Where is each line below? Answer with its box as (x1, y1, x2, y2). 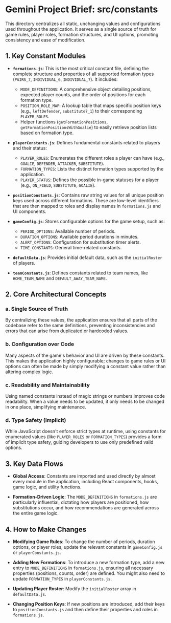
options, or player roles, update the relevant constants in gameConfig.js (12, 544, 163, 550)
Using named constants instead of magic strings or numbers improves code (5, 393, 165, 399)
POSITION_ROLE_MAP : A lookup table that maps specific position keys (20, 102, 162, 109)
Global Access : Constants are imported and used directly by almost (12, 473, 156, 479)
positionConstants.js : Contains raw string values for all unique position (12, 192, 164, 198)
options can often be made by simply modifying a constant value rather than (5, 363, 166, 369)
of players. (12, 260, 36, 266)
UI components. (12, 208, 47, 214)
